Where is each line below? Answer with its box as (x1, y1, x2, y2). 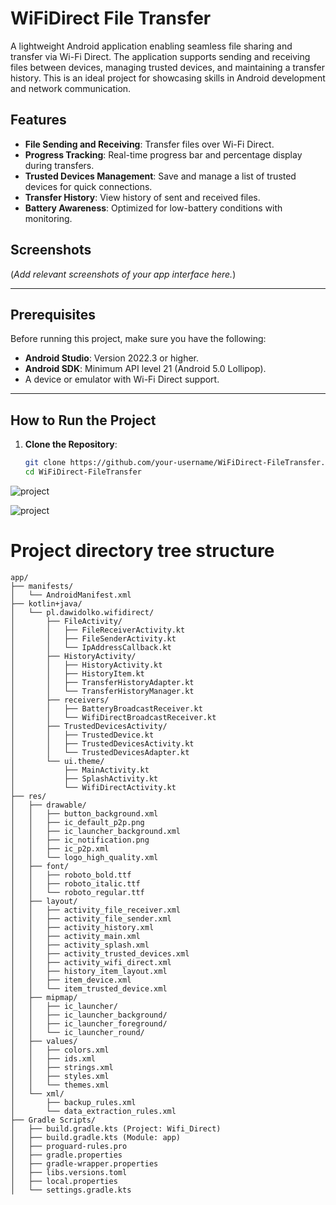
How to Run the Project (10, 412, 157, 429)
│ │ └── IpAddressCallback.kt (10, 642, 172, 652)
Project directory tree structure (10, 540, 275, 562)
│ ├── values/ (10, 1036, 78, 1046)
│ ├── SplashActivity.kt (10, 773, 159, 784)
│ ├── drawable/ (10, 800, 87, 810)
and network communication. (10, 82, 132, 94)
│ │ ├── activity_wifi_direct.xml (10, 957, 172, 967)
